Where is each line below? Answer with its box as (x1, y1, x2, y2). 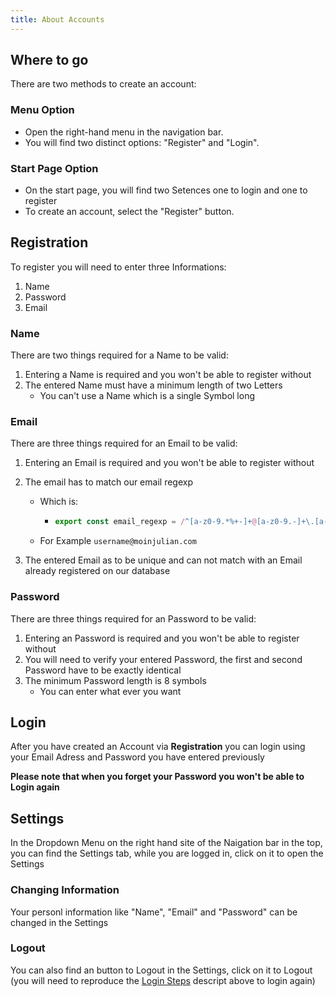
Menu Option (10, 103, 75, 117)
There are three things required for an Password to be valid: (10, 612, 257, 625)
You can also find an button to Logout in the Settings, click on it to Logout (10, 964, 313, 976)
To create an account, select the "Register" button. (24, 206, 235, 218)
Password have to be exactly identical (24, 664, 182, 676)
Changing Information (10, 883, 120, 897)
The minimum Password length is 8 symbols (24, 674, 207, 686)
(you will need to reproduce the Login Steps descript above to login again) (10, 974, 316, 986)
